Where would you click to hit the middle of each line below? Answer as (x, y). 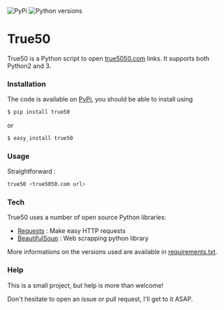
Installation (27, 84)
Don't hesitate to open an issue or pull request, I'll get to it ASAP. (100, 299)
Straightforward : (31, 171)
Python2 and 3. (29, 66)
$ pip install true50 (39, 112)
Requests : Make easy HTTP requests (72, 231)
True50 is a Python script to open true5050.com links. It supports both (109, 58)
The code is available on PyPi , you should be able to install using (100, 99)
